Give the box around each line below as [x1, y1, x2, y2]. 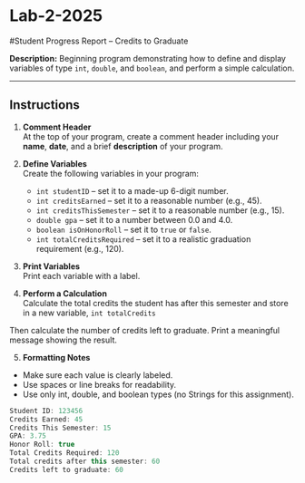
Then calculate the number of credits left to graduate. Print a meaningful [9, 324, 280, 335]
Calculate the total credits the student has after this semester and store [22, 297, 289, 308]
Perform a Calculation [22, 287, 107, 299]
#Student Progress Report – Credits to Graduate [9, 35, 189, 46]
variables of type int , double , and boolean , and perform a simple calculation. [9, 63, 295, 73]
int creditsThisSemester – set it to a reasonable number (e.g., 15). [35, 205, 285, 216]
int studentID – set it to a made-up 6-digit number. [35, 185, 229, 196]
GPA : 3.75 [9, 431, 47, 440]
